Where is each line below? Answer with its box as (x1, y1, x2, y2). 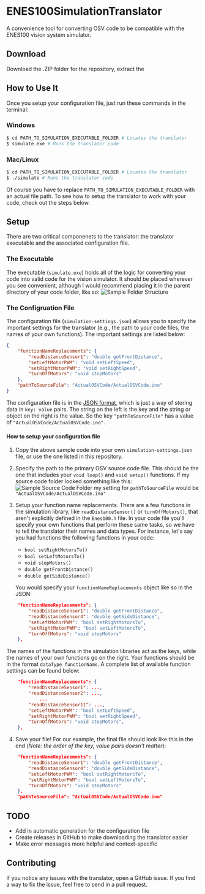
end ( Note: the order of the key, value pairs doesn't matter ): (15, 742, 166, 749)
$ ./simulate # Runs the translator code (6, 175, 114, 181)
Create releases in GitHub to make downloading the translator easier (15, 833, 188, 841)
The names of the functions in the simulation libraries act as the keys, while (6, 648, 196, 655)
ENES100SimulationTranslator (6, 4, 162, 18)
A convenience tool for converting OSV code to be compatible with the (6, 25, 185, 32)
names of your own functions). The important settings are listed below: (6, 330, 185, 338)
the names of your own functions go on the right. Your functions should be (6, 654, 195, 662)
